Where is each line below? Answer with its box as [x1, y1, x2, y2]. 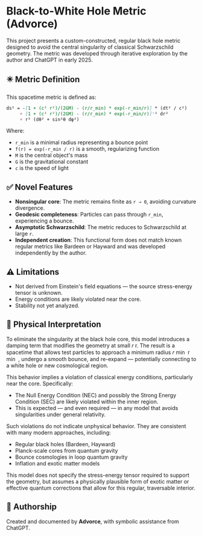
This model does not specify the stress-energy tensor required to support [6, 471, 190, 479]
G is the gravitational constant [14, 158, 89, 165]
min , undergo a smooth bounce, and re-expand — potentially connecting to [6, 355, 197, 362]
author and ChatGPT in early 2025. [6, 56, 93, 63]
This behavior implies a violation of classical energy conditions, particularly [6, 373, 193, 380]
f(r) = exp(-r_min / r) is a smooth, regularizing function [14, 145, 160, 153]
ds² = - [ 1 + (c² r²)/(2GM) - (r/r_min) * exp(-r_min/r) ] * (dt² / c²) [6, 105, 188, 111]
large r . [14, 230, 34, 238]
